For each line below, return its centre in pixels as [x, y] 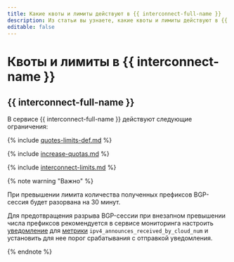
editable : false [31, 27]
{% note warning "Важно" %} [50, 181]
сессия [18, 202]
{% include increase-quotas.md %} [59, 154]
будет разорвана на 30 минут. [76, 202]
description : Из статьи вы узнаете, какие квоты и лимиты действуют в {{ [118, 20]
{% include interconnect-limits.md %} [62, 168]
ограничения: [28, 126]
